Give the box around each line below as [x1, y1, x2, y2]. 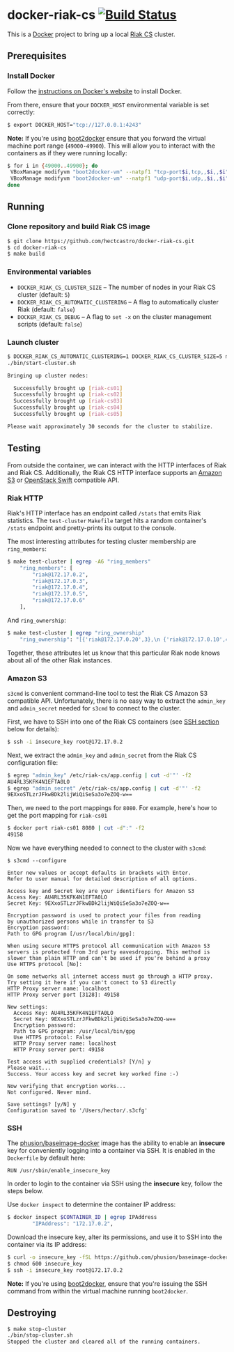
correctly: [7, 108, 36, 116]
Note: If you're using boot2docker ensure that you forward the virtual [7, 134, 206, 142]
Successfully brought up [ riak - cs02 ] [13, 391, 123, 398]
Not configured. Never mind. [7, 1089, 92, 1096]
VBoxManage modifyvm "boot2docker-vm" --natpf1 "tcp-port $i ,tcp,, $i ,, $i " [10, 169, 229, 176]
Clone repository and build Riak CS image [7, 222, 150, 231]
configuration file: [7, 758, 58, 766]
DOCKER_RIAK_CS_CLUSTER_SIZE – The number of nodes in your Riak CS [17, 283, 216, 291]
